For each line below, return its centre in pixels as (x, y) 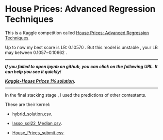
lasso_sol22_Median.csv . (37, 123)
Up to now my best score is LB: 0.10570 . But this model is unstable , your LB (81, 47)
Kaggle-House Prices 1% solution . (40, 81)
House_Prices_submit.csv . (38, 133)
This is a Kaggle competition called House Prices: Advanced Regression (77, 33)
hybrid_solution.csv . (32, 114)
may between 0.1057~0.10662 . (36, 52)
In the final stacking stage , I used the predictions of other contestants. (76, 95)
